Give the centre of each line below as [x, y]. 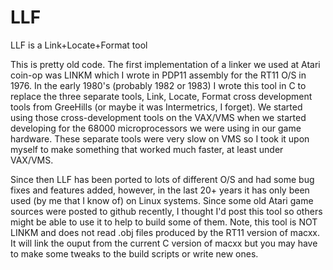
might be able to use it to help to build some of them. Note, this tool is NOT [164, 222]
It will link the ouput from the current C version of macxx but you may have [164, 243]
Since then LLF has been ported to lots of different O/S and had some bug [162, 179]
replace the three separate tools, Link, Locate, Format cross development [161, 96]
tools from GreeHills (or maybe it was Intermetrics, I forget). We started [156, 107]
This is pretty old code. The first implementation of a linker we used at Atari [165, 64]
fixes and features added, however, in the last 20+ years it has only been [160, 190]
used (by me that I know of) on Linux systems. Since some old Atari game [162, 200]
